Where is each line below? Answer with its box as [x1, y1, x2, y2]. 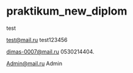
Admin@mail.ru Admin [6, 60, 63, 67]
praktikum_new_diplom [6, 4, 128, 18]
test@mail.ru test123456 [6, 36, 68, 43]
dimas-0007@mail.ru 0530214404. [6, 47, 95, 55]
